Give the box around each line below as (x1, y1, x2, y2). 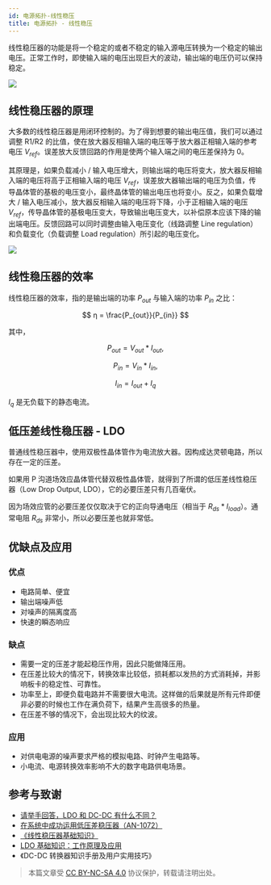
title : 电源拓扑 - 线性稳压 (8, 19, 93, 27)
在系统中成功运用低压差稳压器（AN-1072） (19, 820, 163, 830)
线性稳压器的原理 (8, 103, 94, 117)
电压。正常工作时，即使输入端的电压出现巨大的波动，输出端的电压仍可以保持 (8, 52, 263, 62)
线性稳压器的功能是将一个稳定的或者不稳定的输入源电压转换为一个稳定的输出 (8, 42, 263, 52)
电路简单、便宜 (19, 586, 70, 596)
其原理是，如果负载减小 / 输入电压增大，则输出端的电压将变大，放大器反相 (8, 166, 256, 175)
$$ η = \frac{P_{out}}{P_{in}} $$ (81, 310, 190, 320)
